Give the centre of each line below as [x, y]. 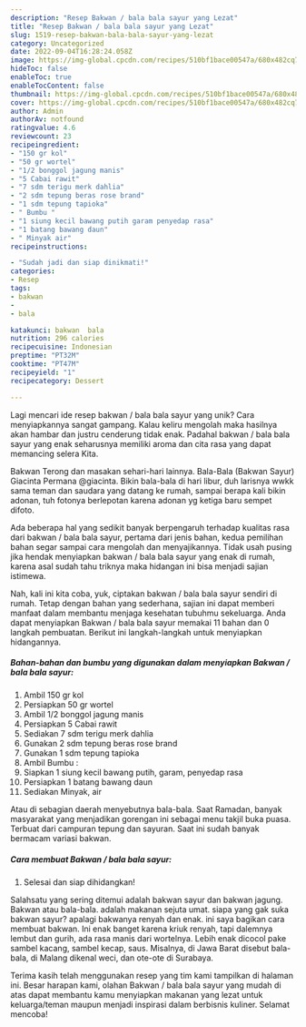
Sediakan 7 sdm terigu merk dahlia [88, 734]
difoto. [22, 510]
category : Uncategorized [57, 43]
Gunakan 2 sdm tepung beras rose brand [100, 744]
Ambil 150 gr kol [54, 695]
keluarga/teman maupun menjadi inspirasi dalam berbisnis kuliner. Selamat [150, 1005]
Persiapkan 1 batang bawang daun [88, 782]
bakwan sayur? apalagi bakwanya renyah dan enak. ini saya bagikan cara [148, 920]
